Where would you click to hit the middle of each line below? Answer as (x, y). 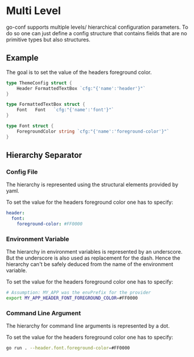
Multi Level (34, 11)
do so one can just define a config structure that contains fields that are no (97, 33)
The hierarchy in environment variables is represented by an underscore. (94, 252)
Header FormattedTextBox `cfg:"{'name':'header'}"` (81, 88)
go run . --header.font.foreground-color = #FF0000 (68, 348)
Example (22, 58)
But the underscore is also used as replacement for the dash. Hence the (93, 258)
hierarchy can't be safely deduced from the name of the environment (90, 264)
